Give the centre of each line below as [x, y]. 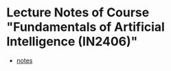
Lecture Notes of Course [78, 13]
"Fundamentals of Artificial [86, 27]
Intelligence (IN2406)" [72, 42]
